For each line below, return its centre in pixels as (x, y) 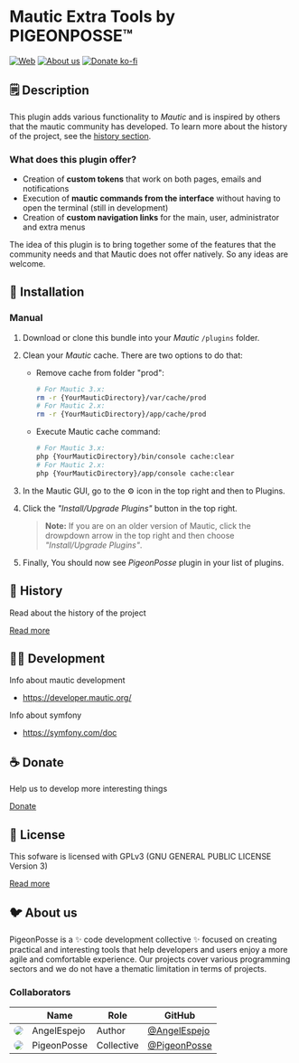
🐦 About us (43, 913)
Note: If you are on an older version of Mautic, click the (148, 525)
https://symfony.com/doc (70, 733)
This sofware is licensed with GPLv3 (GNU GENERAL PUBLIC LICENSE (140, 856)
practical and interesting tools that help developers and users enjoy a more (149, 949)
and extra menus (54, 227)
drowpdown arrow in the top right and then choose (140, 535)
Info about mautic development (67, 681)
